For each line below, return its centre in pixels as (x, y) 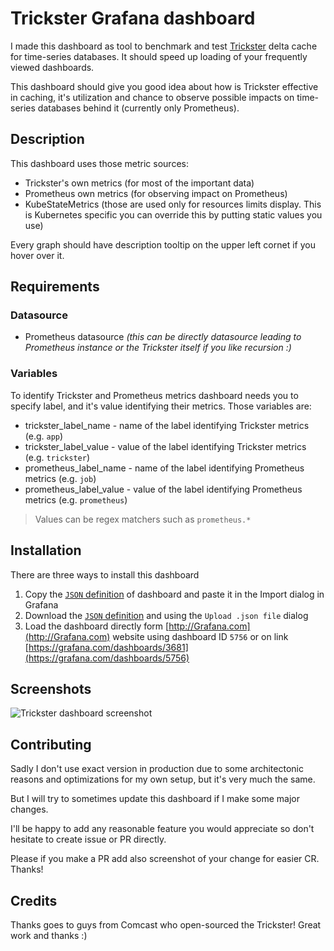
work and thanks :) (49, 935)
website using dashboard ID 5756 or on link (200, 636)
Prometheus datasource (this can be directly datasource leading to (163, 337)
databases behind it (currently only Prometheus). (138, 108)
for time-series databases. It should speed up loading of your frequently (159, 56)
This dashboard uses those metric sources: (99, 163)
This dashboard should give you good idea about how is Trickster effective (164, 86)
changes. (29, 809)
